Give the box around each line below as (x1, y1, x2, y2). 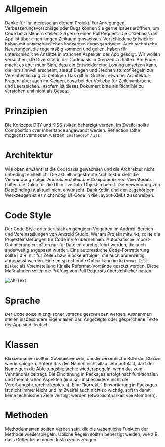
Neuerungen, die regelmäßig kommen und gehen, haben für (5, 46, 127, 52)
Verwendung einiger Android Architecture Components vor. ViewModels (5, 177, 152, 182)
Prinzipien (5, 105, 48, 117)
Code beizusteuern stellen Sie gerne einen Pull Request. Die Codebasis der (5, 30, 158, 36)
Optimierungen (5, 241, 35, 248)
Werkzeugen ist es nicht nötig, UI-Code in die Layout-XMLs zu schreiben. (5, 192, 155, 198)
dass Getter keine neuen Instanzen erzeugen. (5, 436, 98, 442)
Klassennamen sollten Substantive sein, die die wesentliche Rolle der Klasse (5, 355, 160, 361)
